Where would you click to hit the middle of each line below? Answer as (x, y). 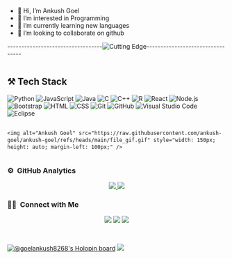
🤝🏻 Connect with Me (43, 205)
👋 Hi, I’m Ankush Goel (48, 11)
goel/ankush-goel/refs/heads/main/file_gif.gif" (79, 140)
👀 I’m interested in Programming (63, 18)
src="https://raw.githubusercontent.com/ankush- (150, 133)
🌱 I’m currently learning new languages (73, 25)
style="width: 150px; (184, 140)
